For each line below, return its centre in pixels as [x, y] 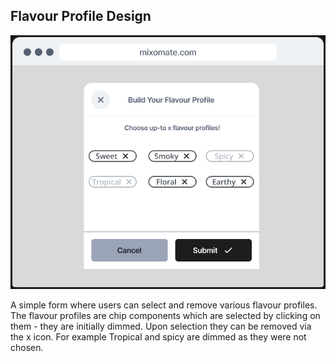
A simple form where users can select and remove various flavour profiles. [164, 305]
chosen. [27, 347]
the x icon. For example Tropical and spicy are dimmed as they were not [158, 336]
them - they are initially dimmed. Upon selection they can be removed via [161, 326]
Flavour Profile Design [81, 16]
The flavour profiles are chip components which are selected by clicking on [165, 315]
